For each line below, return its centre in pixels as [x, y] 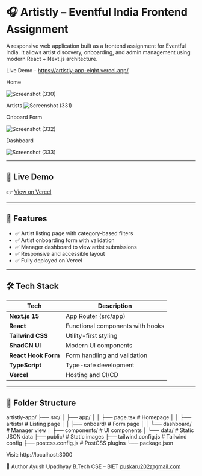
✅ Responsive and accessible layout [60, 253]
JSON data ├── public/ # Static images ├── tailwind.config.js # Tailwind [97, 437]
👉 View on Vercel [29, 192]
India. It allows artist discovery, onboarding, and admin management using [98, 52]
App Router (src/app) [96, 316]
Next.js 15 [24, 316]
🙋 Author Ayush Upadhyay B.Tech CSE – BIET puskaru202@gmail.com [93, 466]
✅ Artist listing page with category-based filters [74, 233]
